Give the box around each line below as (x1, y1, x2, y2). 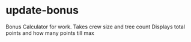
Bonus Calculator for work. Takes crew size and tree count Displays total (5, 23, 186, 30)
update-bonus (5, 4, 79, 17)
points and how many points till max (5, 29, 94, 36)
